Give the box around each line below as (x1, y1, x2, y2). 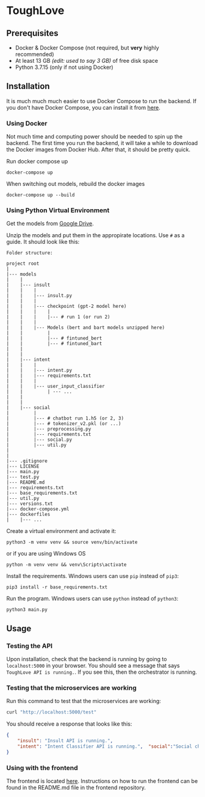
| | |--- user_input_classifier (6, 384, 105, 390)
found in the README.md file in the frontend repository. (6, 784, 146, 792)
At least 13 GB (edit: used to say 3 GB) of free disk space (15, 57, 159, 64)
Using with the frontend (6, 763, 78, 772)
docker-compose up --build (6, 192, 75, 198)
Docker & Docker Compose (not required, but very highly (15, 44, 160, 51)
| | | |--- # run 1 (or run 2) (6, 314, 111, 320)
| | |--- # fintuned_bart (6, 341, 103, 347)
